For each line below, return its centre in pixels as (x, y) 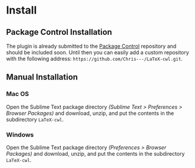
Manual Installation (42, 77)
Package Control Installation (59, 32)
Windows (20, 134)
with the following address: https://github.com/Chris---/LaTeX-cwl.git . (94, 59)
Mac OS (18, 94)
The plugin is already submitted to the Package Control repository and (91, 46)
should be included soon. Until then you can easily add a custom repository (98, 52)
